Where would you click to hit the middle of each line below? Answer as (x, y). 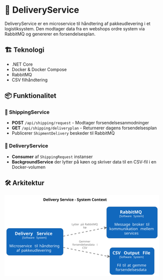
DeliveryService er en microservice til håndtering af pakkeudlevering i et (78, 23)
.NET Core (22, 64)
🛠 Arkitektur (24, 183)
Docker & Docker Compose (39, 69)
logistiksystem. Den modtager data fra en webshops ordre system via (75, 28)
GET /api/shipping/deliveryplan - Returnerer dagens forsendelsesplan (84, 128)
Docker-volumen (29, 167)
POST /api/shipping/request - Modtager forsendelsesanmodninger (80, 123)
